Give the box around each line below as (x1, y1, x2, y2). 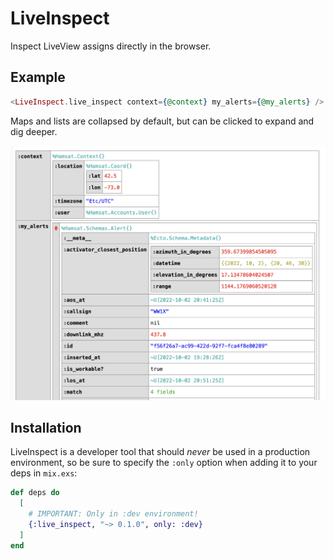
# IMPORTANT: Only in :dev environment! (28, 509, 199, 519)
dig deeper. (10, 125, 58, 137)
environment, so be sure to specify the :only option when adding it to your (10, 457, 318, 469)
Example (10, 69, 66, 86)
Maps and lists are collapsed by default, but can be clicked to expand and (10, 115, 315, 127)
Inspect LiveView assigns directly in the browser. (10, 40, 212, 52)
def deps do (10, 488, 60, 498)
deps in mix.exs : (10, 467, 78, 479)
